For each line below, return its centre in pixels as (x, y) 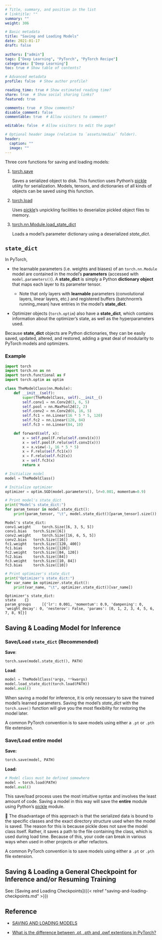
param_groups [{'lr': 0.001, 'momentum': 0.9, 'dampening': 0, (74, 605)
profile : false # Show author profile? (46, 81)
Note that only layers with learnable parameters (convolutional (81, 294)
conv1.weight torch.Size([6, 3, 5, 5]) (50, 527)
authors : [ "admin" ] (25, 54)
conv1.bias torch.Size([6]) (36, 531)
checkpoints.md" (22, 896)
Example (15, 356)
